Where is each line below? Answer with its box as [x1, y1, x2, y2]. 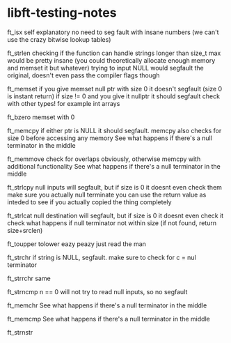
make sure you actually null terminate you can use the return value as [7, 190, 207, 199]
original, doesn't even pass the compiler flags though [7, 71, 160, 79]
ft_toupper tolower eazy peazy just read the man [7, 239, 146, 248]
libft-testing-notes [7, 5, 117, 21]
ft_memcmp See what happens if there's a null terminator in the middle [7, 314, 210, 323]
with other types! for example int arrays [7, 99, 120, 107]
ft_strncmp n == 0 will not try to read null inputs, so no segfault [7, 287, 188, 296]
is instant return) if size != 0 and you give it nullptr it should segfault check [7, 92, 221, 100]
